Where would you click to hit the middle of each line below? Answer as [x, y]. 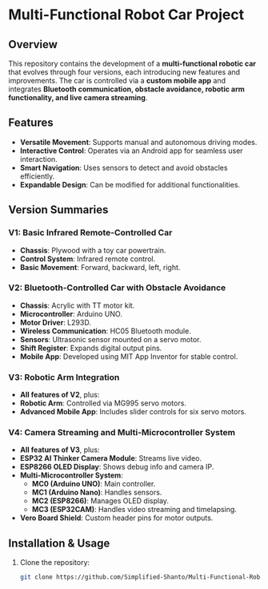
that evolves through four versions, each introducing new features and [124, 72]
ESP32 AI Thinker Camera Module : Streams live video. [111, 458]
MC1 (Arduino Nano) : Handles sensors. [97, 492]
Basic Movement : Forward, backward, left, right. [100, 267]
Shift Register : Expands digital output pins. [91, 348]
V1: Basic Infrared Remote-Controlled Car [90, 232]
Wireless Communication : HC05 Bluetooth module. [106, 331]
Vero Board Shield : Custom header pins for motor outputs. [116, 518]
